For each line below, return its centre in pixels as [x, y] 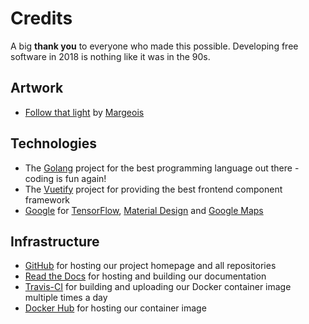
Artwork [37, 88]
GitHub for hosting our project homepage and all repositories [150, 266]
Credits [41, 18]
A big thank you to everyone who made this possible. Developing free [154, 46]
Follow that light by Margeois [84, 112]
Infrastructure [55, 241]
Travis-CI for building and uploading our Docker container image [158, 287]
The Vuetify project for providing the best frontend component [153, 189]
